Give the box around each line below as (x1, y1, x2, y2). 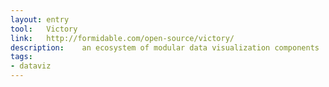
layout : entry (10, 14, 70, 25)
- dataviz (10, 61, 52, 71)
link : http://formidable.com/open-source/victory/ (10, 33, 235, 43)
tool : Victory (10, 24, 78, 34)
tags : (10, 52, 33, 62)
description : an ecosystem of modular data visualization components (10, 42, 320, 53)
